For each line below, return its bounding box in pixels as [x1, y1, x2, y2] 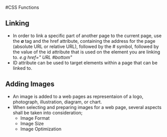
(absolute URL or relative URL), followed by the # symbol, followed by [12, 43, 159, 49]
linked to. [12, 65, 32, 71]
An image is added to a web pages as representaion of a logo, [12, 93, 144, 99]
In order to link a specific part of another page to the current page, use [12, 33, 162, 39]
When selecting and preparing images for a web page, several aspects [12, 104, 162, 110]
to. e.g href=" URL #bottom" [12, 54, 73, 60]
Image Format [20, 115, 50, 121]
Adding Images [5, 80, 55, 89]
